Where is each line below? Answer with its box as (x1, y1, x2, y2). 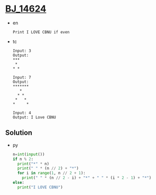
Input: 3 (12, 48, 31, 53)
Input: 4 (12, 110, 31, 115)
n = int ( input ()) (12, 151, 45, 157)
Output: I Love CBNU (12, 114, 56, 120)
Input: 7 (12, 74, 31, 80)
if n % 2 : (12, 157, 34, 162)
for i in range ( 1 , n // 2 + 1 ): (17, 171, 86, 176)
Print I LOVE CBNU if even (12, 29, 70, 34)
